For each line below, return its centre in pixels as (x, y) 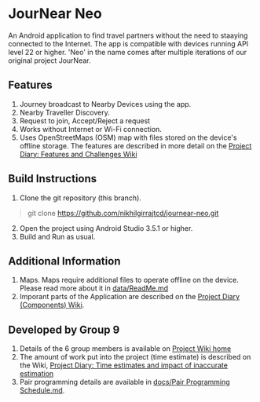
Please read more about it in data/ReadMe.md (94, 288)
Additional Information (64, 261)
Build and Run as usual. (57, 236)
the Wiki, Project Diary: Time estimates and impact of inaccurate (123, 365)
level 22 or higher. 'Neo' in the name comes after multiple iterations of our (128, 52)
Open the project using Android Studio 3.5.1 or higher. (106, 228)
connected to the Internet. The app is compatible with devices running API (128, 43)
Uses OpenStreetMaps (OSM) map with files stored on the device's (128, 137)
